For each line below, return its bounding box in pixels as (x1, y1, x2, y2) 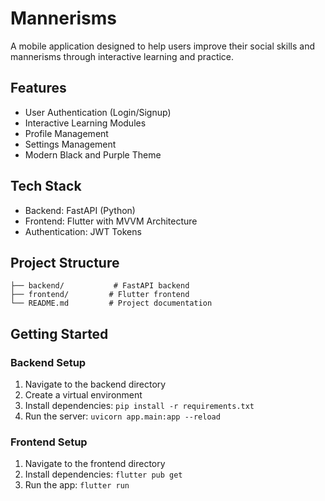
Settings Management (24, 138, 117, 150)
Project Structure (10, 254, 120, 271)
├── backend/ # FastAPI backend (10, 281, 190, 291)
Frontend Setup (10, 435, 88, 449)
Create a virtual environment (24, 389, 143, 401)
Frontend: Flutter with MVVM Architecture (24, 215, 198, 227)
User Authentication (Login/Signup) (24, 106, 172, 118)
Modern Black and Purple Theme (24, 148, 162, 161)
